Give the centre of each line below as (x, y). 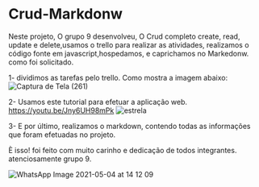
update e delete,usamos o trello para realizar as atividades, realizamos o (129, 44)
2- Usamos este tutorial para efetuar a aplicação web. (98, 102)
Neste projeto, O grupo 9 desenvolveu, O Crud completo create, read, (124, 36)
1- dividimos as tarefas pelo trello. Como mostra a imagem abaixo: (118, 77)
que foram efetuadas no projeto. (62, 135)
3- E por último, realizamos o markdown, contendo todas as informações (129, 126)
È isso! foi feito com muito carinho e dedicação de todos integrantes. (123, 150)
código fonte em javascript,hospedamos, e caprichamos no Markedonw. (129, 53)
